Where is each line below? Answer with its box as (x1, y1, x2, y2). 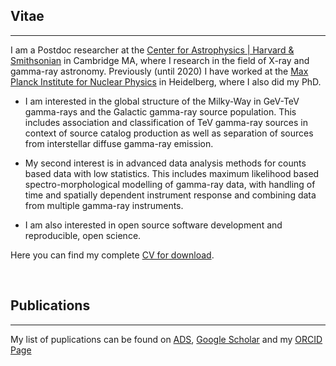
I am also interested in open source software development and (24, 219, 283, 231)
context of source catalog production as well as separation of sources (24, 127, 314, 139)
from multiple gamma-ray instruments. (24, 199, 184, 211)
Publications (10, 297, 91, 314)
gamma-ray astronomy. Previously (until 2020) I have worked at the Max (10, 65, 309, 77)
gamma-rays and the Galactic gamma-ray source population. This (24, 105, 297, 118)
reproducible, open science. (24, 229, 142, 241)
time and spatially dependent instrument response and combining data (24, 189, 317, 201)
